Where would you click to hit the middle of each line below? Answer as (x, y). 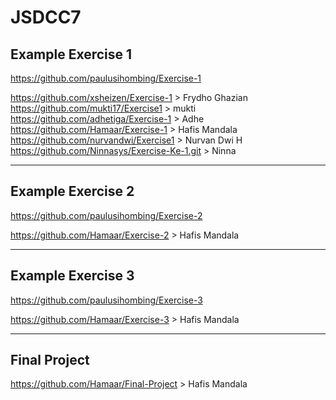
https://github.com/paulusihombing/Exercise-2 (106, 215)
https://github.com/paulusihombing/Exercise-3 (106, 300)
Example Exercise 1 (71, 54)
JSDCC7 (46, 17)
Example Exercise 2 (72, 191)
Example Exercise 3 (72, 276)
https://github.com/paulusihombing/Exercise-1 (106, 78)
